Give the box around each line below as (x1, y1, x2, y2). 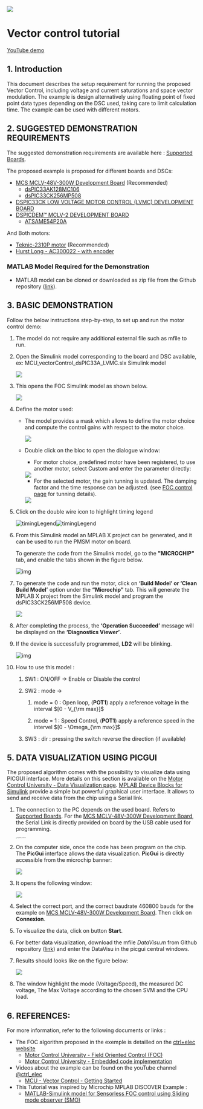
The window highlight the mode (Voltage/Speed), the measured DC (15, 980, 184, 987)
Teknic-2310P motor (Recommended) (15, 241, 109, 248)
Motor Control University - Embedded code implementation (24, 1058, 173, 1065)
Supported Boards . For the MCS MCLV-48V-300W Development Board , (15, 812, 194, 820)
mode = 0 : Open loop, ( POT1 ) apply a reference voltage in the (33, 698, 189, 706)
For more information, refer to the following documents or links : (7, 1027, 166, 1034)
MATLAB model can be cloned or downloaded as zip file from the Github (15, 276, 196, 283)
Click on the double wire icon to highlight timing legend (15, 508, 153, 515)
